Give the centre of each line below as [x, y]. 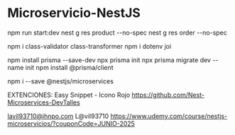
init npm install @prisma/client [69, 67]
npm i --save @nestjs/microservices [60, 81]
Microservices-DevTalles [44, 102]
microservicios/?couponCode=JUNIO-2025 [71, 123]
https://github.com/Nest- [168, 95]
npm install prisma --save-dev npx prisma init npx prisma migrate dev [109, 60]
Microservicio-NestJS [74, 13]
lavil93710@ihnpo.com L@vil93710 [58, 116]
